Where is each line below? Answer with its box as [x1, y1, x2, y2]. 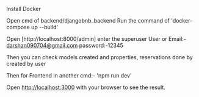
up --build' [31, 24, 59, 31]
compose [6, 24, 31, 31]
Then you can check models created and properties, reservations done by [6, 54, 194, 60]
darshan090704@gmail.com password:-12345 [6, 42, 124, 49]
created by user [6, 60, 46, 67]
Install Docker [6, 5, 41, 12]
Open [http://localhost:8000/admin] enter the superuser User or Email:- [6, 35, 186, 42]
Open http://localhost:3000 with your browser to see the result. [6, 84, 166, 91]
